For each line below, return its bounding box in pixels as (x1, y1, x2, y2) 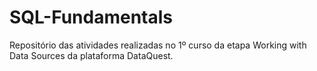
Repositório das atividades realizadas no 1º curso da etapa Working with (9, 39, 307, 51)
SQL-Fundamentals (9, 6, 173, 29)
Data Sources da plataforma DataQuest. (9, 49, 174, 61)
